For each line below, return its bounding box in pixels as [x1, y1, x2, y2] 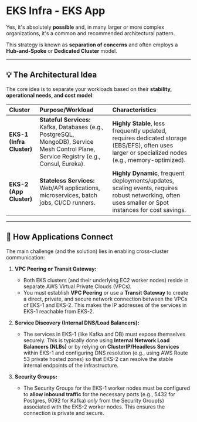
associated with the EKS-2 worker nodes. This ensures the [23, 403, 165, 410]
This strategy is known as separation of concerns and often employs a [6, 41, 178, 48]
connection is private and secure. [23, 409, 104, 416]
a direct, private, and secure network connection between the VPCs [23, 295, 188, 302]
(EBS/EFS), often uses [112, 141, 174, 149]
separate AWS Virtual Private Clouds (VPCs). [23, 283, 132, 290]
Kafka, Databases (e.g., [39, 123, 104, 131]
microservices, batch [39, 191, 98, 199]
